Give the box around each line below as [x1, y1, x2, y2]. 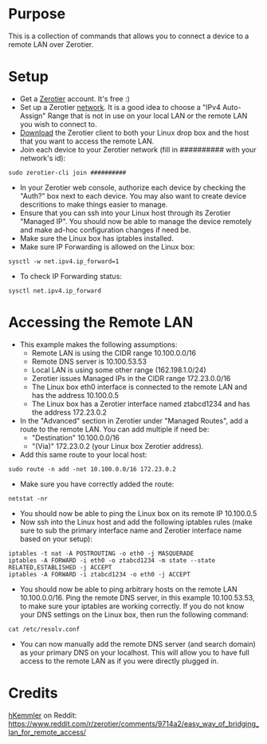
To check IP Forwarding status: [19, 271, 122, 281]
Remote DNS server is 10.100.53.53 [31, 356, 147, 366]
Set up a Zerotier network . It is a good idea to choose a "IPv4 [19, 102, 221, 112]
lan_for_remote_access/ [8, 727, 86, 737]
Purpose [8, 5, 66, 23]
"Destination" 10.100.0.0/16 [31, 432, 120, 443]
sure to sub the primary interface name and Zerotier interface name [19, 526, 242, 535]
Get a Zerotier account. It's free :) [19, 93, 130, 104]
